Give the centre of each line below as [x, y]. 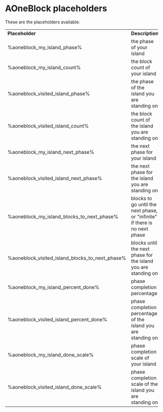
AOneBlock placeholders [56, 9]
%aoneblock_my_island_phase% [45, 47]
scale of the [144, 384]
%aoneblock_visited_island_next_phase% [55, 178]
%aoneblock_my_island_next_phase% [51, 152]
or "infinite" [144, 216]
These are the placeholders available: [42, 22]
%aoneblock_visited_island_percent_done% [57, 319]
